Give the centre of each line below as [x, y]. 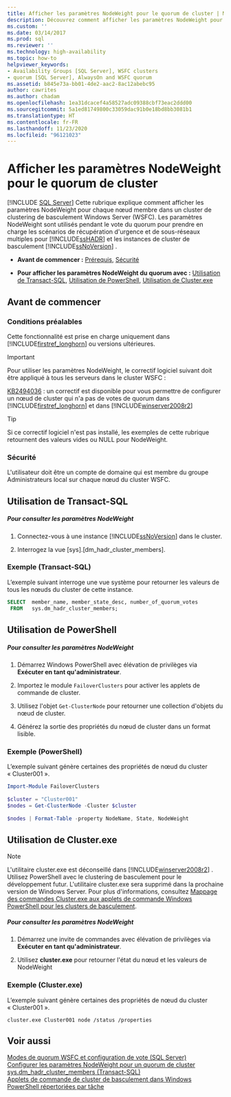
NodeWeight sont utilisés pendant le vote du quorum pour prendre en [106, 225]
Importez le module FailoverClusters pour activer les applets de [109, 685]
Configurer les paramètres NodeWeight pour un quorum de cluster [101, 1065]
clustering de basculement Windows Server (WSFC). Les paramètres [105, 217]
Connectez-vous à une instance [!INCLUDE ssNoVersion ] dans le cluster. [119, 536]
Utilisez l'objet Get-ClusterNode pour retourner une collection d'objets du [120, 706]
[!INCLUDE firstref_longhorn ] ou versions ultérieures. [81, 344]
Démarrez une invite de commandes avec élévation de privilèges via [114, 940]
